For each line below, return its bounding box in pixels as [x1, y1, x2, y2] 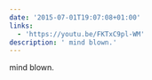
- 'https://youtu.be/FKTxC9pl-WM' [17, 29, 145, 38]
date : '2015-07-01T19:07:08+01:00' [9, 12, 141, 22]
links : [9, 21, 34, 30]
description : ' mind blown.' [9, 37, 117, 47]
